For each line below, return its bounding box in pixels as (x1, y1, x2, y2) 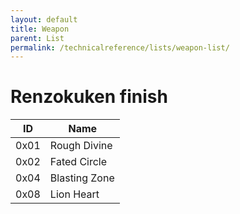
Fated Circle (49, 155, 108, 169)
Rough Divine (49, 139, 113, 153)
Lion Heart (49, 187, 100, 201)
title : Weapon (10, 24, 70, 34)
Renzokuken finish (10, 86, 168, 108)
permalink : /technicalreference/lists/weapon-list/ (10, 42, 230, 53)
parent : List (10, 33, 65, 43)
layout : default (10, 14, 78, 25)
